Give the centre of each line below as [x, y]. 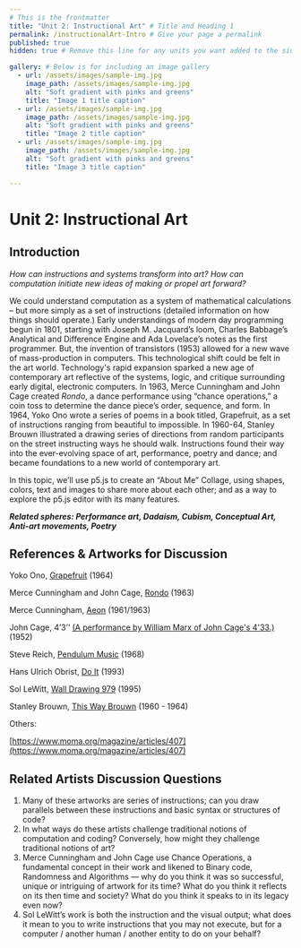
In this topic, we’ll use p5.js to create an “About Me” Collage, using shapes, [147, 479]
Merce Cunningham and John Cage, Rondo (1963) [102, 593]
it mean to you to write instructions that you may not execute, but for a [152, 925]
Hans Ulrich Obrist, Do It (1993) [67, 672]
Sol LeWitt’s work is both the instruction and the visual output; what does [157, 915]
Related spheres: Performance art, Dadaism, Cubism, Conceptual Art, [143, 516]
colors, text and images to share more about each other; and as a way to [143, 489]
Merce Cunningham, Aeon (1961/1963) [80, 610]
